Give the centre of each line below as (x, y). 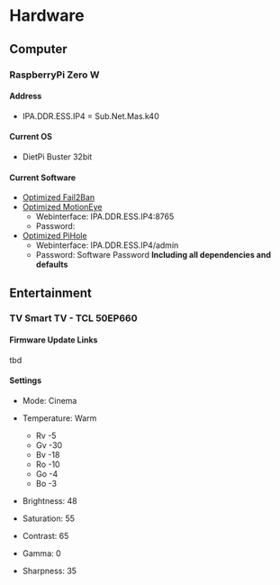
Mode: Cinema (50, 400)
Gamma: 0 (41, 553)
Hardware (47, 16)
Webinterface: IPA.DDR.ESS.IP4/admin (107, 245)
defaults (52, 265)
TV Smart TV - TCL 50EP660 (73, 318)
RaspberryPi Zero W (54, 75)
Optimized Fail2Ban (59, 197)
